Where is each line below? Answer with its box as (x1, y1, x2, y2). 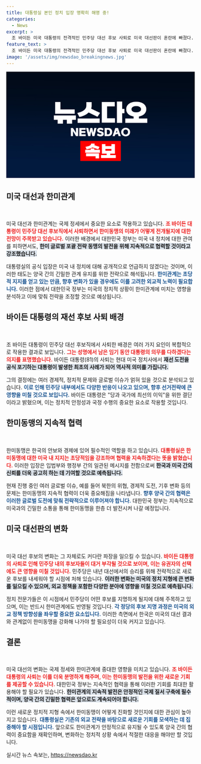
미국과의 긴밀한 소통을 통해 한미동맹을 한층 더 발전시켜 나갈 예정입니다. (6, 505, 170, 512)
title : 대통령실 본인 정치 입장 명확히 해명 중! (6, 10, 109, 16)
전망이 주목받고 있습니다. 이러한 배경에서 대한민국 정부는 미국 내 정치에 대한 (6, 235, 181, 243)
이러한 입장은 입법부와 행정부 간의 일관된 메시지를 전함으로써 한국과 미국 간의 (14, 461, 193, 468)
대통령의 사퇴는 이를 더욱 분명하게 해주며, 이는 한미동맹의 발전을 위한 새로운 (6, 673, 179, 681)
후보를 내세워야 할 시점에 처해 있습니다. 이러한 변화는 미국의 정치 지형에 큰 (12, 575, 184, 582)
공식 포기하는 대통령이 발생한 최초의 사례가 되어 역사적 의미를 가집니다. (6, 363, 169, 371)
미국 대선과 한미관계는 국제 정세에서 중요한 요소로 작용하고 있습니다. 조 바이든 (6, 220, 187, 228)
